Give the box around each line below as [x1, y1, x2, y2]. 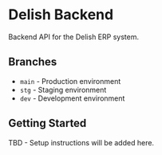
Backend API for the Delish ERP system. [8, 32, 140, 42]
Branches [8, 55, 57, 69]
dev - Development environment [19, 93, 125, 103]
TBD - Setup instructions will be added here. [8, 137, 154, 147]
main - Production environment [19, 76, 121, 85]
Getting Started [8, 117, 87, 130]
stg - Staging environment [19, 85, 107, 94]
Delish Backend [8, 6, 114, 24]
